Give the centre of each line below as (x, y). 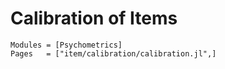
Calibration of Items (94, 18)
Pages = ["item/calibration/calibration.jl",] (113, 53)
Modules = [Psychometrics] (66, 45)
